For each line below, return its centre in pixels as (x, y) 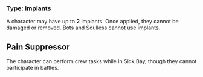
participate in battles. (33, 68)
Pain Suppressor (38, 47)
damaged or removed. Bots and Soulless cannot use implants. (83, 28)
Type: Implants (29, 8)
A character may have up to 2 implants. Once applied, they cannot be (93, 22)
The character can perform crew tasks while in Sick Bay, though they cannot (101, 61)
